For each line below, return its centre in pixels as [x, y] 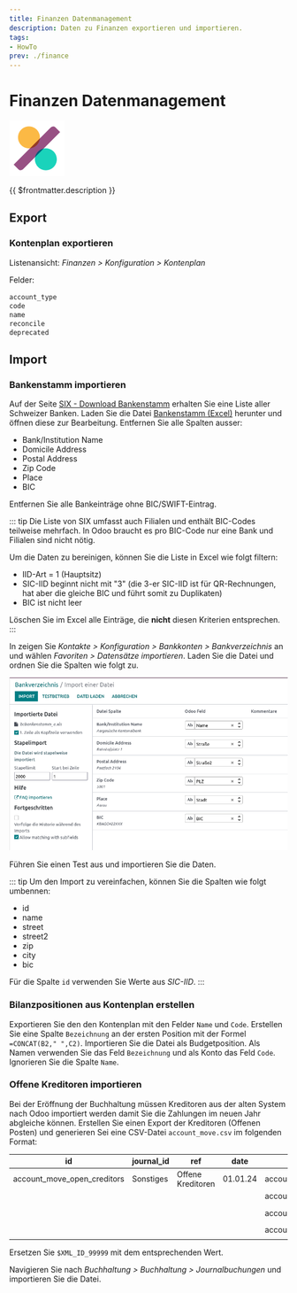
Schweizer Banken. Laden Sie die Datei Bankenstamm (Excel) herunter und [146, 414]
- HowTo [23, 47]
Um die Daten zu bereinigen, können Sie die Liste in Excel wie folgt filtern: [144, 557]
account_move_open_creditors [69, 1179]
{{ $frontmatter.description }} [63, 190]
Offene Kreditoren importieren [76, 1085]
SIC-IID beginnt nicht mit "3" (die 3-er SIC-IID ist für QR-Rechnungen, [149, 584]
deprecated [29, 332]
